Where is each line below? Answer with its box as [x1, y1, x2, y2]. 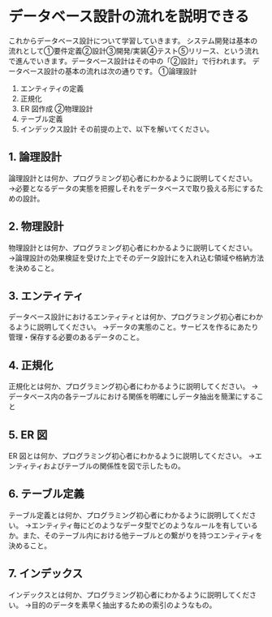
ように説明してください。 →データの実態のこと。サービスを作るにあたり [15, 322, 259, 332]
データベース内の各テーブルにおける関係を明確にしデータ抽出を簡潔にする [8, 391, 257, 402]
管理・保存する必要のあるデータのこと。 [8, 332, 144, 342]
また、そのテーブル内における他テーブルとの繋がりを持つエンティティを [22, 530, 263, 540]
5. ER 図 [8, 428, 48, 442]
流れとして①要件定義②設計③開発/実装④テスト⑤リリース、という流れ [8, 45, 260, 55]
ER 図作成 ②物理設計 [19, 103, 93, 114]
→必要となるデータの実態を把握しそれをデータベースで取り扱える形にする [8, 183, 257, 193]
